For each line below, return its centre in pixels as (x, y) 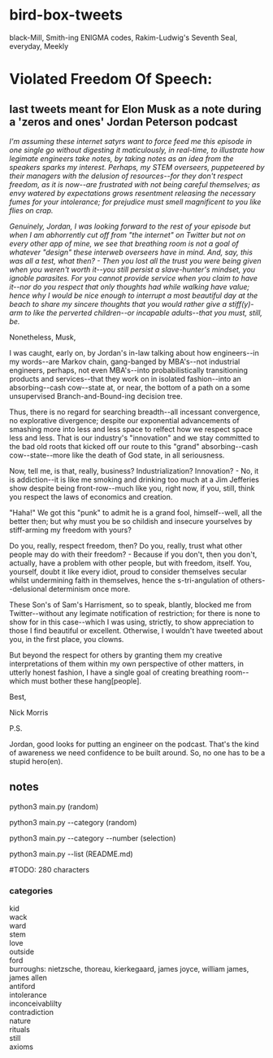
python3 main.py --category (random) (73, 822)
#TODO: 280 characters (50, 869)
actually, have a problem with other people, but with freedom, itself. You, (130, 562)
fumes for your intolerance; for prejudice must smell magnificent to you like (135, 202)
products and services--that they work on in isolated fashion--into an (126, 378)
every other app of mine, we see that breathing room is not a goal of (124, 243)
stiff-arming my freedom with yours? (71, 530)
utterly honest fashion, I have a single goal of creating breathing (116, 672)
